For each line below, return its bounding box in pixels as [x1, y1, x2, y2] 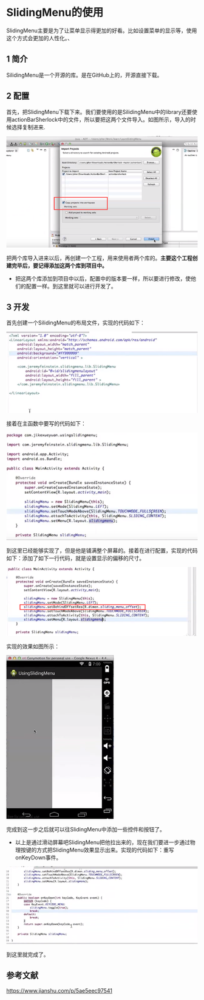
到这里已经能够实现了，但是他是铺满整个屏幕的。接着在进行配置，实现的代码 [6, 547, 198, 554]
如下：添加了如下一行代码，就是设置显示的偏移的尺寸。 [6, 554, 144, 562]
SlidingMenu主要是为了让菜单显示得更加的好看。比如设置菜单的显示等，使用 [6, 27, 197, 34]
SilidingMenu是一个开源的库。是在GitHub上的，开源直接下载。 [6, 71, 163, 79]
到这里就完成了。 [6, 951, 49, 958]
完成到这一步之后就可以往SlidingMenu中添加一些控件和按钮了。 [6, 825, 165, 833]
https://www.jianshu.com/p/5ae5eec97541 [6, 987, 113, 994]
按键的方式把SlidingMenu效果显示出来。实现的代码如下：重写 [20, 846, 174, 853]
